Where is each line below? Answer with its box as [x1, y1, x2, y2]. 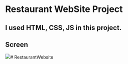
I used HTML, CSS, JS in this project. [5, 23, 122, 32]
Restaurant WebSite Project [5, 3, 123, 15]
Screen [5, 40, 29, 48]
